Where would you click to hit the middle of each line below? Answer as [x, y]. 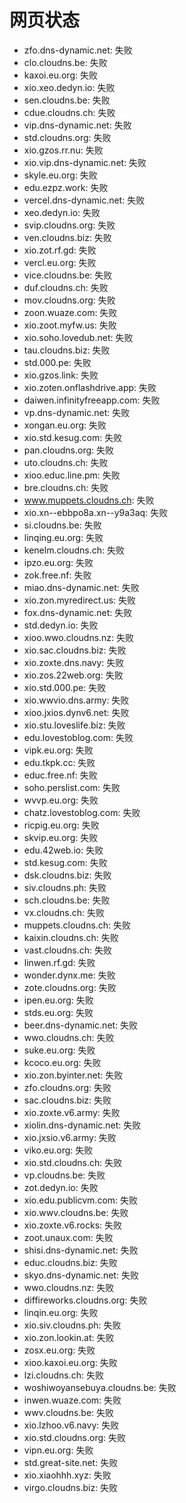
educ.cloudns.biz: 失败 [70, 1262]
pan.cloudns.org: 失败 [68, 450]
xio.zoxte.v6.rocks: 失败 [73, 1225]
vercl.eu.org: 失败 [60, 262]
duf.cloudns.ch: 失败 [66, 287]
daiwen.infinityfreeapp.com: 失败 [92, 400]
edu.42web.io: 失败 [63, 850]
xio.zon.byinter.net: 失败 [73, 1075]
